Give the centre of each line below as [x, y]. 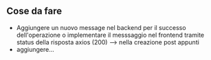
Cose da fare [34, 11]
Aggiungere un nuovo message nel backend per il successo [101, 27]
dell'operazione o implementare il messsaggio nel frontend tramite [110, 35]
